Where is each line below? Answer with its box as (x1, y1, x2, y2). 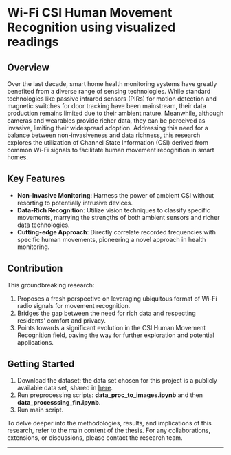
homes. (7, 153, 29, 161)
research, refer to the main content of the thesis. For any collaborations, (7, 426, 211, 435)
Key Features (7, 173, 65, 185)
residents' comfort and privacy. (16, 316, 107, 325)
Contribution (7, 263, 63, 274)
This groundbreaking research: (7, 281, 95, 289)
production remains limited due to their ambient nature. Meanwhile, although (7, 109, 224, 117)
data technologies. (16, 221, 70, 229)
